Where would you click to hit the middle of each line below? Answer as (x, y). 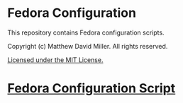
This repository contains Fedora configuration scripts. (86, 32)
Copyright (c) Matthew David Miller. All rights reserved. (88, 46)
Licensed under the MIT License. (55, 60)
